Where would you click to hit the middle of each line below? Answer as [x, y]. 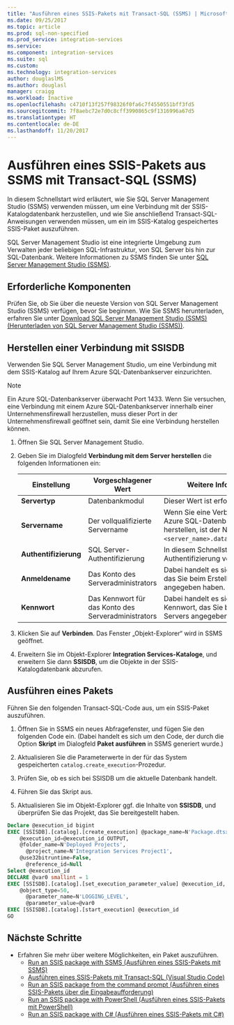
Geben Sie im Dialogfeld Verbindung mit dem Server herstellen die [115, 455]
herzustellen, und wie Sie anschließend [117, 214]
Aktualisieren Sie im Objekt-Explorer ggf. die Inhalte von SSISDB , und [117, 805]
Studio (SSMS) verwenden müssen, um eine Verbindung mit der [99, 207]
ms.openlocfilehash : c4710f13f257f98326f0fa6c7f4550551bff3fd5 [101, 105]
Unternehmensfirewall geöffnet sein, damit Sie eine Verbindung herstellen [113, 421]
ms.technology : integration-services [62, 72]
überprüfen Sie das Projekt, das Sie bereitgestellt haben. [98, 812]
